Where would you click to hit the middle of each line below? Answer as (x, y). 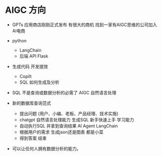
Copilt (25, 76)
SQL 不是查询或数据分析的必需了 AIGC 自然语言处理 (64, 93)
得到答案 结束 (33, 138)
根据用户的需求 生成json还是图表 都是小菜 (61, 132)
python (19, 40)
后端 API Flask (34, 56)
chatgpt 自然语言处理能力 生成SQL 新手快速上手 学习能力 (77, 120)
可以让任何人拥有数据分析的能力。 (46, 149)
